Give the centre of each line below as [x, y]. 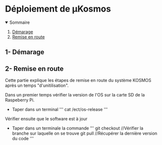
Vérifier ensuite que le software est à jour [46, 119]
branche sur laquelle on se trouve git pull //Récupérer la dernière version [85, 133]
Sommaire [20, 22]
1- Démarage [25, 52]
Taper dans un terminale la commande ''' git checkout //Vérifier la [78, 128]
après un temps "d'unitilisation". [37, 85]
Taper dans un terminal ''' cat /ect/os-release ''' [60, 110]
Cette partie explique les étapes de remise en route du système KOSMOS [78, 81]
